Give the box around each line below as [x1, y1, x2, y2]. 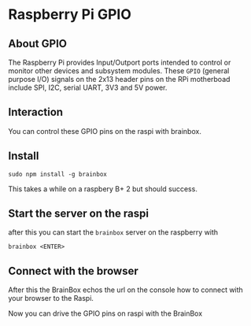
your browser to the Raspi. [8, 294, 94, 303]
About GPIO [8, 37, 67, 50]
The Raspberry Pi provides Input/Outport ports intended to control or [8, 57, 231, 67]
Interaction [8, 106, 64, 119]
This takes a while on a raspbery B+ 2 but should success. [8, 183, 198, 194]
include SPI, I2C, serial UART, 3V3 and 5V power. [8, 83, 168, 92]
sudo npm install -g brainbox [8, 170, 108, 178]
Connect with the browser [8, 264, 139, 277]
